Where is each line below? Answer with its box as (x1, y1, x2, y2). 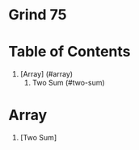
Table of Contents (8, 43, 131, 61)
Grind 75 (8, 6, 67, 24)
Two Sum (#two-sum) (32, 78, 105, 88)
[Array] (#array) (19, 69, 74, 79)
